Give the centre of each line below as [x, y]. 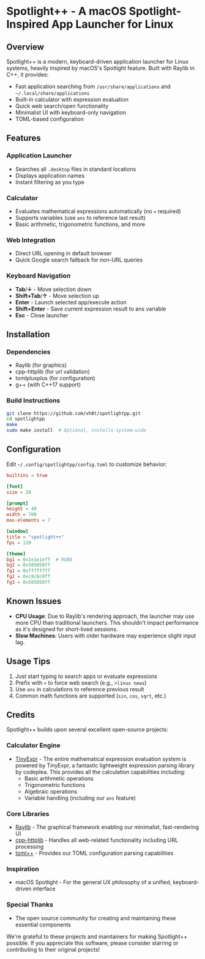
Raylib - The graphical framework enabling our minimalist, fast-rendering [107, 827]
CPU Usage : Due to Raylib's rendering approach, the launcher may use [105, 616]
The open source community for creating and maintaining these [95, 918]
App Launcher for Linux [112, 24]
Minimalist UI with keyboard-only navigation [71, 112]
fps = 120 [19, 543]
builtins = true [27, 475]
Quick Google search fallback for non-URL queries [79, 260]
